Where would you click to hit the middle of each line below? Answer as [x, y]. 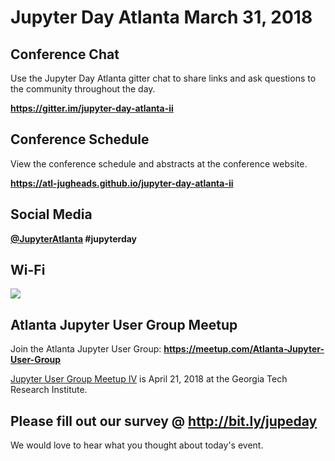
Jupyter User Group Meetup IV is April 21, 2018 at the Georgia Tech [149, 379]
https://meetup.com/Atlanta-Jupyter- [244, 349]
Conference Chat [65, 54]
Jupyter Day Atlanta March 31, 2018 [161, 17]
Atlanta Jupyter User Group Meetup [124, 324]
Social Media [51, 214]
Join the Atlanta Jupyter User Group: [86, 349]
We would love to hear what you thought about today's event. [137, 445]
